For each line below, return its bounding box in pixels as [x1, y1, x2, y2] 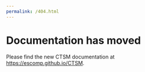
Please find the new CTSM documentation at [6, 53, 115, 60]
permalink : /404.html [6, 8, 60, 15]
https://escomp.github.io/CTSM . [6, 59, 84, 66]
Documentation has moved [6, 33, 141, 47]
